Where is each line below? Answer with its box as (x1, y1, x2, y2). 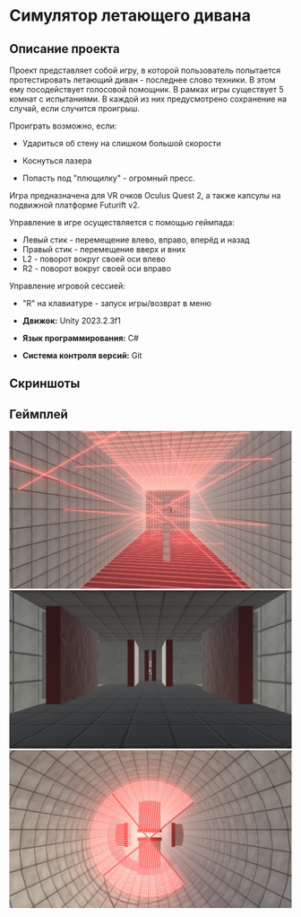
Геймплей (9, 406, 69, 422)
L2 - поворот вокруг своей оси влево (21, 253, 166, 264)
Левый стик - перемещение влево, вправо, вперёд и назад (21, 234, 250, 245)
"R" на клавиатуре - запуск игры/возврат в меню (21, 298, 212, 308)
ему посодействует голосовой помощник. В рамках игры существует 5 (9, 84, 284, 94)
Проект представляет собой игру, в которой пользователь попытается (9, 65, 281, 75)
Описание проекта (9, 41, 120, 57)
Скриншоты (9, 376, 81, 392)
